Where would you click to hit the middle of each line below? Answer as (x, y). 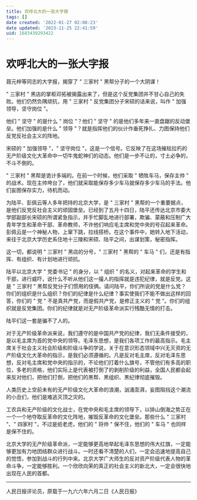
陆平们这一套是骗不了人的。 (40, 321)
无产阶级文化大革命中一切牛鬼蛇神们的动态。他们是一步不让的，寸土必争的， (98, 156)
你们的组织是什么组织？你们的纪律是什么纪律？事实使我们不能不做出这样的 (96, 293)
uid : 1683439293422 (30, 33)
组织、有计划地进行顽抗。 (52, 259)
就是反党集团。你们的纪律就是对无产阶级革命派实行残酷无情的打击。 (93, 308)
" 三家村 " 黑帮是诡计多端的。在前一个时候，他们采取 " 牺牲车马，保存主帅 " (97, 175)
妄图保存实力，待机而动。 (42, 190)
